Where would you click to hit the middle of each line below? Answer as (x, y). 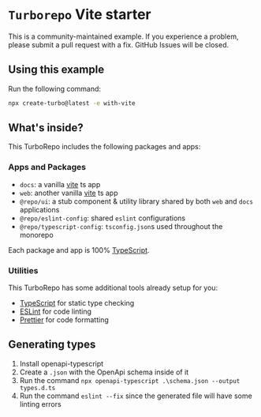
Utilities (23, 270)
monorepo (36, 235)
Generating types (52, 345)
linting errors (40, 404)
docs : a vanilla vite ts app (60, 184)
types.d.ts (37, 388)
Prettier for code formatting (64, 320)
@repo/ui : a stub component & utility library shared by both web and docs (136, 201)
